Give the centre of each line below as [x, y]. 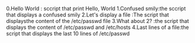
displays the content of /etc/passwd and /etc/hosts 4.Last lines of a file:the [97, 27]
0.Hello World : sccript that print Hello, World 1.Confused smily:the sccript [96, 9]
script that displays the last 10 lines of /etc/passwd [68, 34]
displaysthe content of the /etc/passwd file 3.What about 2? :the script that [98, 21]
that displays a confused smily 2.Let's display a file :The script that [88, 15]
